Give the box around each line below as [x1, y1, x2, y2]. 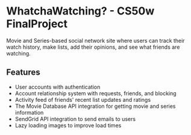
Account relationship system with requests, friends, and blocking [14, 89, 177, 97]
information [14, 108, 44, 116]
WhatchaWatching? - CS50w [6, 4, 155, 18]
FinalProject [6, 17, 68, 31]
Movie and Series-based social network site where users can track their [6, 37, 185, 44]
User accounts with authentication [14, 83, 101, 90]
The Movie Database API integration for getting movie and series [14, 102, 176, 110]
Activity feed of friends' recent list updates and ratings [14, 96, 151, 103]
